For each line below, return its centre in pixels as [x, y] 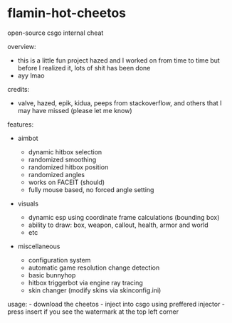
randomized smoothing [62, 159]
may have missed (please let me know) [75, 110]
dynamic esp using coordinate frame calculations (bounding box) [124, 217]
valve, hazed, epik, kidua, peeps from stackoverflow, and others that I [120, 103]
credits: [19, 89]
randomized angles [57, 174]
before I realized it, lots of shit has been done [84, 68]
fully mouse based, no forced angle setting [91, 189]
